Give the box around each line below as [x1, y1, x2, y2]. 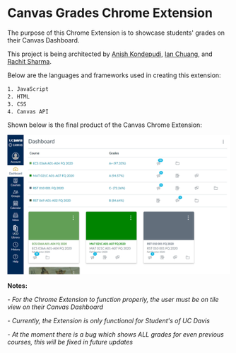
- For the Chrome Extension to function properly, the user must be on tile [7, 296, 219, 304]
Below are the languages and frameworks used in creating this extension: [7, 71, 221, 79]
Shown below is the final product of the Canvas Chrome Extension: [7, 121, 203, 129]
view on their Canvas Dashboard [7, 303, 104, 311]
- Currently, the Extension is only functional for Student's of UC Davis [7, 317, 211, 325]
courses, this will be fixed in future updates [7, 338, 133, 347]
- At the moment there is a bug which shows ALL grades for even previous [7, 330, 224, 339]
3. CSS [7, 101, 27, 108]
